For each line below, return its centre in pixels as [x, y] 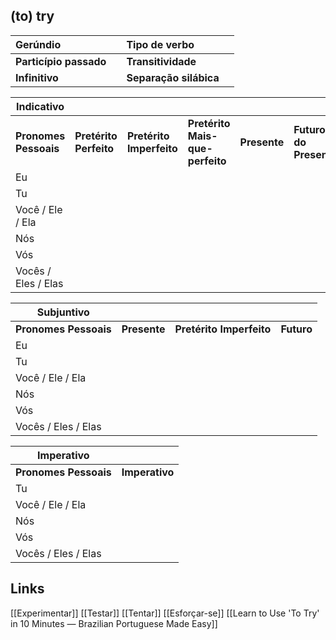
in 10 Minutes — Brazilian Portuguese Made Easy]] [114, 623]
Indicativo [40, 106]
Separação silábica [173, 77]
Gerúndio [38, 44]
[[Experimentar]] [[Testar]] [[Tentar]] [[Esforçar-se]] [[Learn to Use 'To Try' [165, 613]
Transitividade [161, 61]
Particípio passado [61, 61]
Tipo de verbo [160, 44]
